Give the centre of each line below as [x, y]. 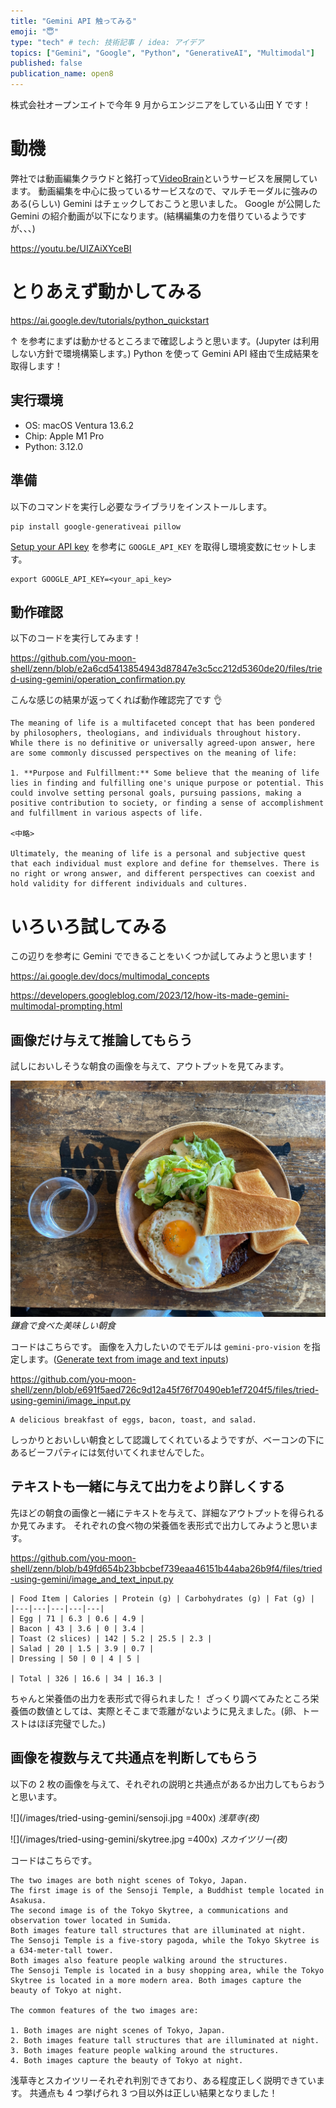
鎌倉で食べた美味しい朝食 [63, 1326]
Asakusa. [28, 1900]
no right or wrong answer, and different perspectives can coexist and [162, 874]
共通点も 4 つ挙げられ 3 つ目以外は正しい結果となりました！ [153, 2092]
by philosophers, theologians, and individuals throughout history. [156, 733]
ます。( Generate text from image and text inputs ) [128, 1359]
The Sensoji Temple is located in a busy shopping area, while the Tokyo [167, 1970]
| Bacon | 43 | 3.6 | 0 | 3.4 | [77, 1628]
